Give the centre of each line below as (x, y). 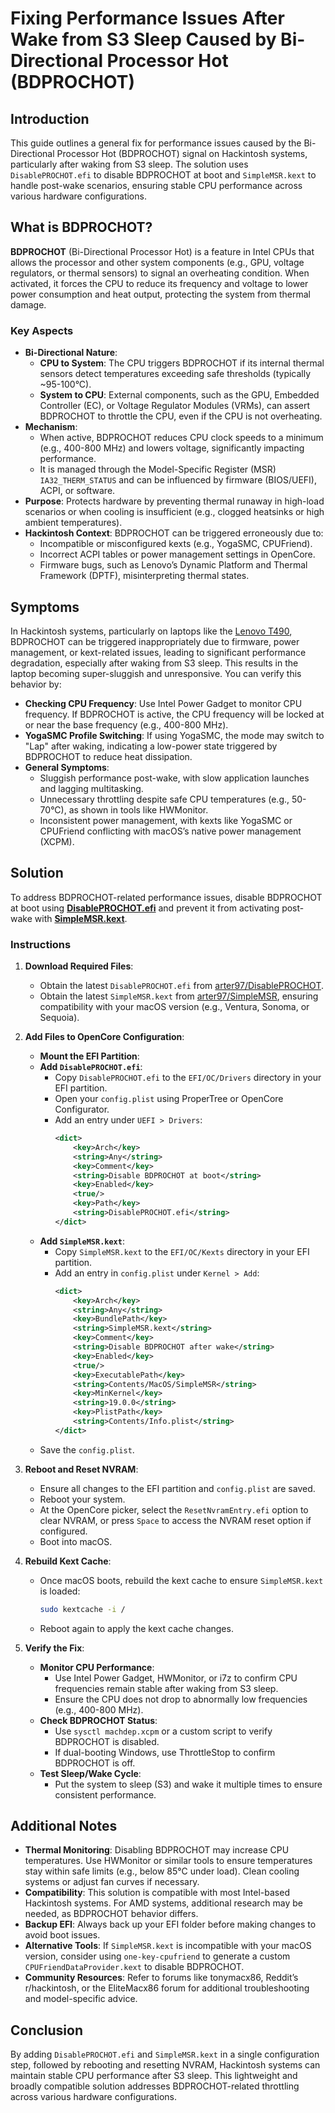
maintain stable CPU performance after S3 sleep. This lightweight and (154, 2076)
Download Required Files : (79, 966)
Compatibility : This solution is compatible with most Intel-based (157, 1893)
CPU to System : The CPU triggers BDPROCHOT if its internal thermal (182, 363)
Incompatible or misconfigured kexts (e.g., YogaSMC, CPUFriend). (176, 544)
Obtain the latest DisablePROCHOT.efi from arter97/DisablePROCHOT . (181, 986)
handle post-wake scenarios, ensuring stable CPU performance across (156, 185)
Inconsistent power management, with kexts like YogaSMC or (166, 820)
